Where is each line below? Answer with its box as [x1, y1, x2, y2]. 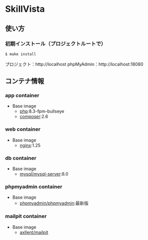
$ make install [5, 52, 37, 57]
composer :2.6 [19, 114, 48, 120]
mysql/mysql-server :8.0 [19, 171, 69, 177]
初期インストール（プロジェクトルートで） [5, 40, 106, 47]
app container [5, 92, 39, 99]
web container [5, 126, 41, 133]
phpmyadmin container [5, 183, 63, 190]
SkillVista [5, 3, 45, 15]
